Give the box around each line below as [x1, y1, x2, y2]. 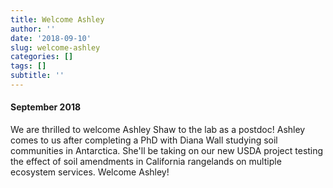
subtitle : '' [10, 71, 65, 81]
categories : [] [10, 52, 74, 62]
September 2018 [10, 101, 82, 113]
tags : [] [10, 61, 47, 71]
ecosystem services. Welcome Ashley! [10, 166, 170, 178]
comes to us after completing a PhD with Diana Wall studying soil [10, 134, 278, 146]
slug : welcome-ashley [10, 42, 101, 53]
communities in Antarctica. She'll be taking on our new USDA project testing [10, 145, 324, 157]
